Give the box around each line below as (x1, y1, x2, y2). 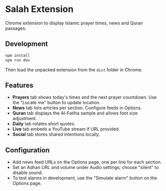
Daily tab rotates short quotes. (12, 121, 76, 127)
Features (5, 81, 33, 89)
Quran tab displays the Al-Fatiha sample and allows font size (12, 110, 138, 116)
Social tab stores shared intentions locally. (12, 131, 100, 138)
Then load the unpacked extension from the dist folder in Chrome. (5, 66, 142, 73)
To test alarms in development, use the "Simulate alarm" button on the (12, 175, 157, 181)
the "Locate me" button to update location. (12, 100, 101, 106)
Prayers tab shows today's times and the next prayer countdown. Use (12, 94, 157, 100)
